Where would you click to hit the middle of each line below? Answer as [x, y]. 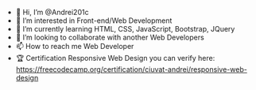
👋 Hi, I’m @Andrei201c [52, 12]
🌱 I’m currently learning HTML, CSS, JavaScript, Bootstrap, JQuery [125, 29]
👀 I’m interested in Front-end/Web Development [94, 21]
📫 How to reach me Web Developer [75, 46]
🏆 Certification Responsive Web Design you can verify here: [115, 58]
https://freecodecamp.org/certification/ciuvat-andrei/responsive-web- [132, 69]
